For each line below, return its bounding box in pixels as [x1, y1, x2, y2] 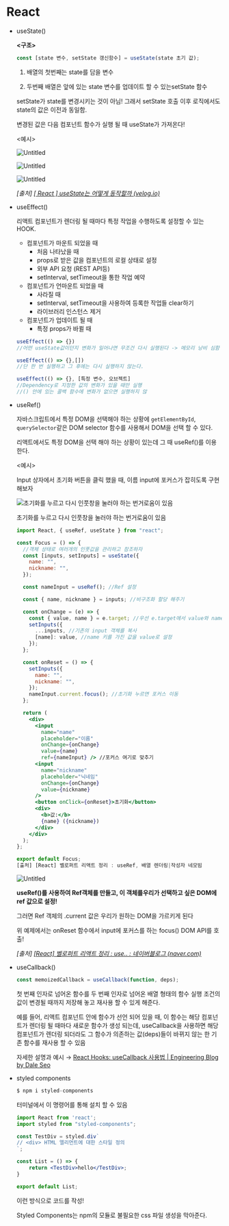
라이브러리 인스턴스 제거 [36, 307, 101, 315]
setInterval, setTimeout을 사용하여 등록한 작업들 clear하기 [36, 299, 194, 307]
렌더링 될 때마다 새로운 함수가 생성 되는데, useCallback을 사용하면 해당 [29, 1021, 219, 1029]
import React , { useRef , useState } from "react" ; [16, 527, 164, 534]
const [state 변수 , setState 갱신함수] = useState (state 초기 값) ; [16, 54, 200, 62]
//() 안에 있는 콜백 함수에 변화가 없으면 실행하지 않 [16, 389, 148, 395]
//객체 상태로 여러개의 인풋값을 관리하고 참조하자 [23, 545, 143, 552]
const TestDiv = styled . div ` [16, 1133, 100, 1140]
